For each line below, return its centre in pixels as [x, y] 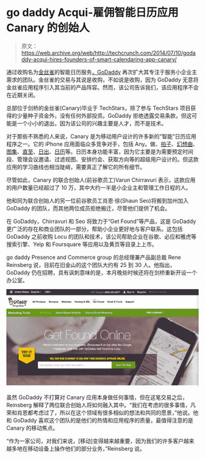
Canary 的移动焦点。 [32, 428]
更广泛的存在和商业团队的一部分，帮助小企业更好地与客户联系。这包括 [95, 229]
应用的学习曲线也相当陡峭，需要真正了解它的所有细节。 [76, 167]
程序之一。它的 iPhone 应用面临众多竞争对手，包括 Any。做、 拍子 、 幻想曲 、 [102, 144]
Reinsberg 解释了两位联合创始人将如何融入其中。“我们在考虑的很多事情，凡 [101, 405]
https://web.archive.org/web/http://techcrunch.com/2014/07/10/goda [109, 53]
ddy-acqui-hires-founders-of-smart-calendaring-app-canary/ [99, 59]
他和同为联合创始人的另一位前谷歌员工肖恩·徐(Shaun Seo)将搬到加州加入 [98, 200]
